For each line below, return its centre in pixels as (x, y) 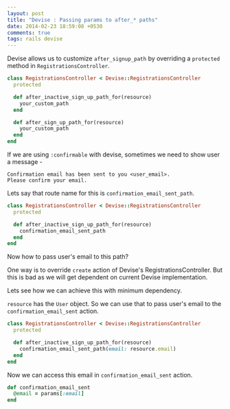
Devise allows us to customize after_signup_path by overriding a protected (114, 58)
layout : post (26, 13)
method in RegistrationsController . (58, 66)
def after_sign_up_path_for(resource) (69, 122)
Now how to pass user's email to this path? (68, 257)
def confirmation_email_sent (49, 387)
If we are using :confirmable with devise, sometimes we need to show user (114, 154)
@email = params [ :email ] (49, 394)
